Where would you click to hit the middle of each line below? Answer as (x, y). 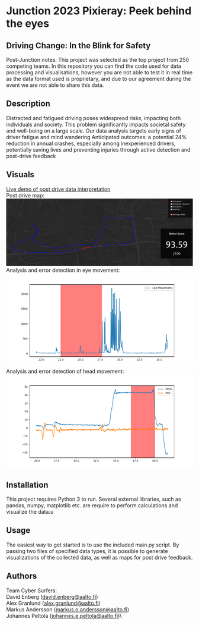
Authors (22, 576)
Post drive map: (25, 195)
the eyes (28, 23)
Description (28, 104)
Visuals (20, 175)
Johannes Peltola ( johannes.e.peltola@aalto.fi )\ (64, 615)
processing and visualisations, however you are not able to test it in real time (99, 72)
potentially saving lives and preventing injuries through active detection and (98, 149)
